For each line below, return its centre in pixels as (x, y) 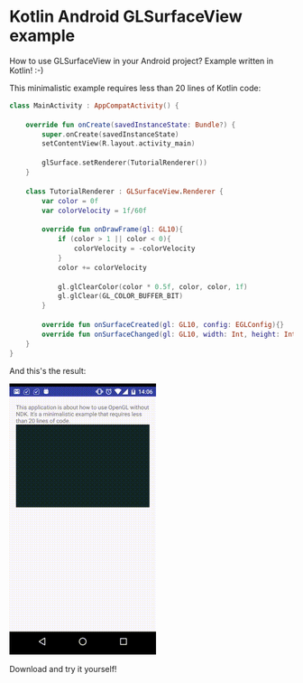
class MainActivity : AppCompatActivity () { (94, 106)
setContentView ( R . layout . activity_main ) (119, 144)
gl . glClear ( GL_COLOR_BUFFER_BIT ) (120, 296)
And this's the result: (48, 370)
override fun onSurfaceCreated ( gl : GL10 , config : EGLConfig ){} (163, 325)
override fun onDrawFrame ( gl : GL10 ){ (112, 229)
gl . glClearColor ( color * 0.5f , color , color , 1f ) (152, 286)
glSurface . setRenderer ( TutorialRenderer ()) (124, 163)
